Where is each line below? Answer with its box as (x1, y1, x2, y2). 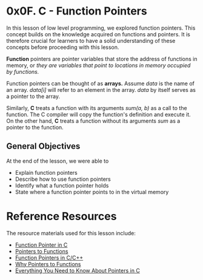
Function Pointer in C (15, 241, 68, 249)
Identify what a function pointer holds (15, 181, 109, 189)
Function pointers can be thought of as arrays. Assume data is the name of (6, 80, 195, 87)
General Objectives (6, 141, 81, 152)
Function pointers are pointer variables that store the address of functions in (6, 55, 198, 62)
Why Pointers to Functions (15, 260, 81, 267)
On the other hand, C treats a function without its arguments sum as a (6, 117, 181, 125)
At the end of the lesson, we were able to (6, 157, 109, 164)
